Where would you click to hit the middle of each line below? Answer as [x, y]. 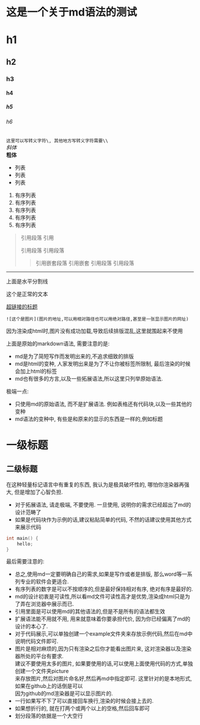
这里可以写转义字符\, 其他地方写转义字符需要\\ [57, 141]
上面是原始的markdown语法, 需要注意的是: [58, 343]
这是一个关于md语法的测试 [72, 12]
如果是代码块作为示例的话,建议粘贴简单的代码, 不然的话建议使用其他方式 [103, 519]
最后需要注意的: [25, 562]
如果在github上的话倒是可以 [49, 686]
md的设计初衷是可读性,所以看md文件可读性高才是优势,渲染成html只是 [100, 597]
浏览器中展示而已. [52, 604]
